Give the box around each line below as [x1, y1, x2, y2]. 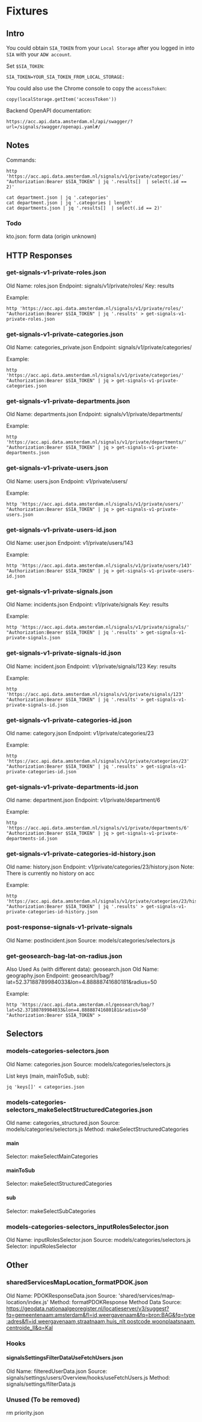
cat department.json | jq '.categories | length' [6, 199, 133, 206]
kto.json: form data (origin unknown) [6, 233, 97, 240]
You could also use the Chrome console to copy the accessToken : [6, 85, 167, 92]
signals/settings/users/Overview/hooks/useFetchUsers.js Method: [6, 1374, 170, 1381]
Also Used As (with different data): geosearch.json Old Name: [6, 965, 159, 973]
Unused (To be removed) [6, 1395, 80, 1404]
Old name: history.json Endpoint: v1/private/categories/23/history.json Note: [6, 863, 194, 870]
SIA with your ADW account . [6, 51, 72, 58]
